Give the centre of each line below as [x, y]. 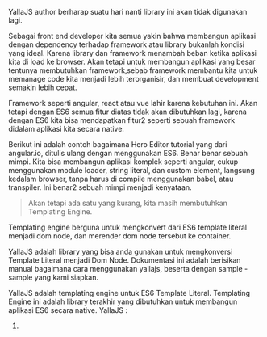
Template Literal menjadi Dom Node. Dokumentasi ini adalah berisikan [125, 260]
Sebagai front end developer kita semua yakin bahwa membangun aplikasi [132, 36]
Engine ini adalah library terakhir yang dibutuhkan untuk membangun [123, 301]
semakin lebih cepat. [43, 87]
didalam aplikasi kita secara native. [67, 129]
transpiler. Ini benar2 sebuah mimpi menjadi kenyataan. [100, 187]
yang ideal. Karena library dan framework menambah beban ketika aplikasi [132, 53]
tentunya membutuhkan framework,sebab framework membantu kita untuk [133, 70]
